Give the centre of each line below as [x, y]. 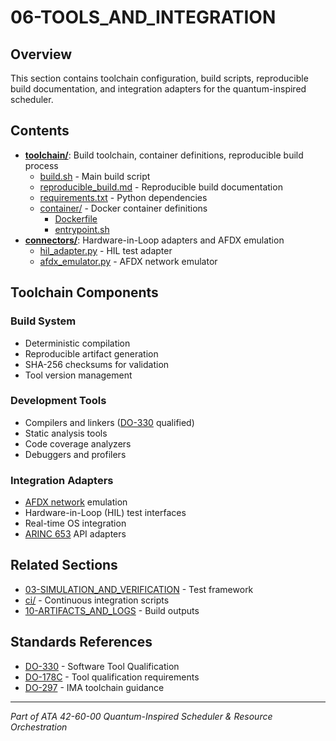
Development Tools [58, 401]
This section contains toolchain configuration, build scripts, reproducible [159, 78]
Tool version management [78, 375]
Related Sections [64, 565]
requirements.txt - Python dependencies [123, 197]
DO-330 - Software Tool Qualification [102, 666]
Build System [43, 321]
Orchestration [39, 727]
